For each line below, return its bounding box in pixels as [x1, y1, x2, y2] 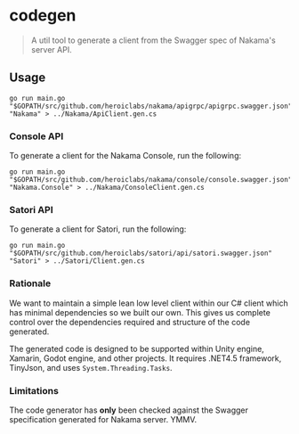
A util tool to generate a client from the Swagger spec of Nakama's [30, 35, 276, 45]
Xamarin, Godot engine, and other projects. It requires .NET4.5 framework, [9, 353, 282, 364]
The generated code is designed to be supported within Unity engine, [9, 343, 264, 354]
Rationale [9, 277, 52, 290]
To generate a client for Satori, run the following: [9, 224, 187, 234]
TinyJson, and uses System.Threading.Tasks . [9, 362, 173, 373]
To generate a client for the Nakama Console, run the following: [9, 151, 242, 161]
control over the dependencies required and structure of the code [9, 316, 251, 327]
